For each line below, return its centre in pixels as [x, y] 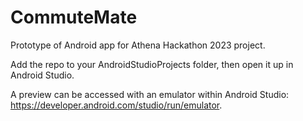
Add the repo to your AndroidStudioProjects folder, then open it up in [152, 64]
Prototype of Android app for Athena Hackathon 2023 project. [138, 45]
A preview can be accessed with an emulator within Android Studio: [150, 94]
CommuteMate [74, 17]
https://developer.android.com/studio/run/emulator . [116, 105]
